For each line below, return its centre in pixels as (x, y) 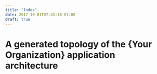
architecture (32, 65)
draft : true (18, 19)
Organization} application (60, 55)
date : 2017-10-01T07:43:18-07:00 (40, 15)
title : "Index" (21, 10)
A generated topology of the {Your (79, 44)
